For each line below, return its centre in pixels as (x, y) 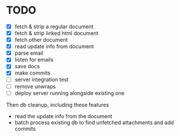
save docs (27, 66)
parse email (29, 53)
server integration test (42, 79)
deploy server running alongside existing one (70, 93)
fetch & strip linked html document (56, 33)
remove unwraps (35, 86)
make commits (32, 73)
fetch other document (41, 40)
